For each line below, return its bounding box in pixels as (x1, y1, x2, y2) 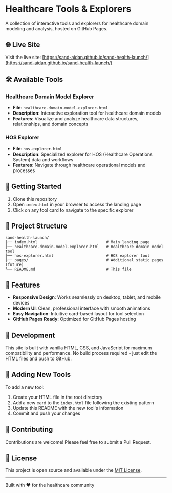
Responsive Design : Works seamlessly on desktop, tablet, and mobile (12, 294, 161, 300)
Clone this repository (12, 196, 57, 202)
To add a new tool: (5, 384, 45, 390)
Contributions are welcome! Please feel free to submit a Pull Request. (5, 439, 152, 445)
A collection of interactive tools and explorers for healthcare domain (5, 20, 149, 26)
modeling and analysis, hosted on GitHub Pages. (5, 25, 108, 31)
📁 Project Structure (5, 221, 68, 230)
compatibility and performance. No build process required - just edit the (5, 350, 157, 356)
